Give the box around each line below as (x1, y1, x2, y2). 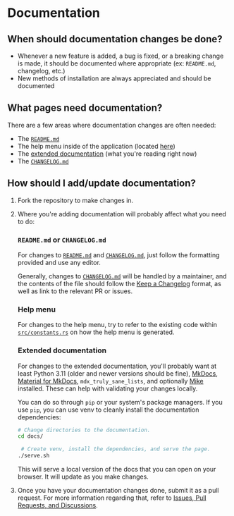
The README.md (17, 134, 60, 142)
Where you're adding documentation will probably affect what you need (17, 209, 227, 218)
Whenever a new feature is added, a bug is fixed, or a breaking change (17, 51, 224, 60)
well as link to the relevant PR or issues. (17, 287, 133, 295)
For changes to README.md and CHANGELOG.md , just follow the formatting (17, 250, 220, 259)
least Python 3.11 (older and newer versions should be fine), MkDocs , (17, 369, 218, 378)
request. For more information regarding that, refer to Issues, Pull (17, 493, 207, 502)
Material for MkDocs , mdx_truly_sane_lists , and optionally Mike (17, 376, 204, 385)
